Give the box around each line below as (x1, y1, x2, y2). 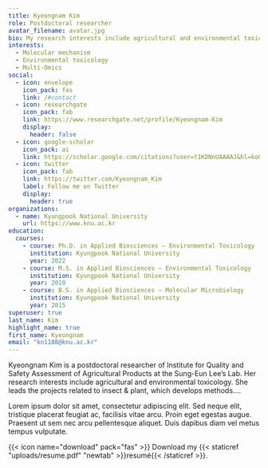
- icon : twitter (15, 161, 69, 169)
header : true (29, 197, 73, 205)
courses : (15, 235, 45, 243)
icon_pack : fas (22, 85, 73, 94)
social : (8, 71, 34, 79)
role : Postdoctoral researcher (8, 19, 112, 27)
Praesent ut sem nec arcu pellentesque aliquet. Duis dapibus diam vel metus (8, 418, 260, 428)
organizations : (8, 204, 59, 212)
